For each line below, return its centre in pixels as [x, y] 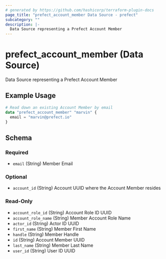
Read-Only [19, 202]
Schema [19, 138]
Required [17, 152]
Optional [16, 176]
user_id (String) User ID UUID [44, 251]
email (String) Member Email [43, 164]
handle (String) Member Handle [46, 234]
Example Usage [31, 96]
